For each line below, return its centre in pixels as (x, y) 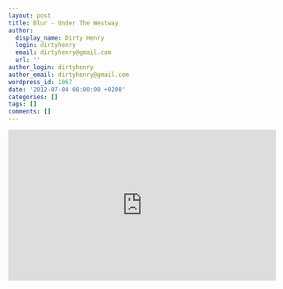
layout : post (30, 15)
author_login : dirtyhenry (51, 67)
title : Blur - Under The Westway (63, 23)
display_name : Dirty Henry (60, 38)
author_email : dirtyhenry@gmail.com (69, 75)
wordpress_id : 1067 (40, 82)
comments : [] (30, 112)
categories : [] (33, 97)
